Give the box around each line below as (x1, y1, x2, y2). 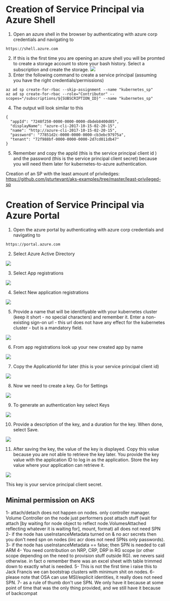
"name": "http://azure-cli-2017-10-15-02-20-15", (10, 128, 117, 133)
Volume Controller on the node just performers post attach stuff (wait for (6, 515, 157, 521)
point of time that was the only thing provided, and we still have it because (6, 585, 161, 591)
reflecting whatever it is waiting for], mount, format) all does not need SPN (6, 526, 161, 532)
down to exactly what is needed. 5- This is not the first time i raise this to (6, 563, 157, 569)
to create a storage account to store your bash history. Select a (13, 60, 145, 66)
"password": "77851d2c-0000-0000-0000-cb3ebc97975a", (10, 132, 126, 137)
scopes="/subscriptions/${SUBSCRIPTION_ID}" (6, 96, 101, 101)
